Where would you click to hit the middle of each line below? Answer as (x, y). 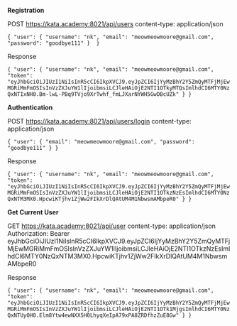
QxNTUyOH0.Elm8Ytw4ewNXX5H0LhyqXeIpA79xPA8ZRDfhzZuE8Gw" (93, 315)
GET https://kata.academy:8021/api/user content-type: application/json (112, 226)
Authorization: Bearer (38, 233)
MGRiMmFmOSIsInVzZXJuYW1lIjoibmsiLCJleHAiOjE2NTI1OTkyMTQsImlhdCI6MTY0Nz (119, 88)
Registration (26, 10)
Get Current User (33, 212)
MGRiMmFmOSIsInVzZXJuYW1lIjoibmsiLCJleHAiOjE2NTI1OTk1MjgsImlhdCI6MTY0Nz (119, 309)
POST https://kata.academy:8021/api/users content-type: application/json (115, 24)
